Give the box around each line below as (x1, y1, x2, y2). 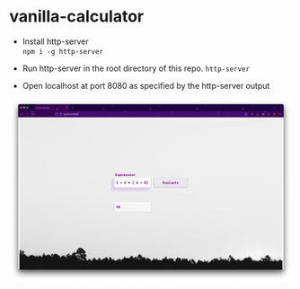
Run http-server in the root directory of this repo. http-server (22, 63, 250, 74)
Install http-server (22, 36, 89, 47)
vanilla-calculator (9, 6, 145, 27)
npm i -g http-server (22, 47, 103, 56)
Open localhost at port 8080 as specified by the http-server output (22, 80, 270, 91)
